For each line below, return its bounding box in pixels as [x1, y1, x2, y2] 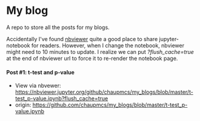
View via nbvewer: [15, 82, 61, 90]
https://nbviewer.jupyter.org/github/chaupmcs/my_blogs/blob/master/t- [15, 88, 194, 96]
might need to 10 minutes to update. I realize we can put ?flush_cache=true [6, 48, 194, 55]
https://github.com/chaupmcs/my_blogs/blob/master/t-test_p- [32, 101, 188, 109]
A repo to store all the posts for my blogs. [6, 24, 110, 31]
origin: [15, 101, 32, 109]
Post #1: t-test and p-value [6, 68, 75, 76]
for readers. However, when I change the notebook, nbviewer [31, 42, 185, 49]
